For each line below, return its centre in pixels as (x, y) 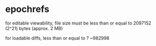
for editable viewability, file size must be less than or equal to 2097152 (78, 23)
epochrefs (27, 9)
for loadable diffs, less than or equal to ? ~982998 (57, 38)
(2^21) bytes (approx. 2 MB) (34, 28)
